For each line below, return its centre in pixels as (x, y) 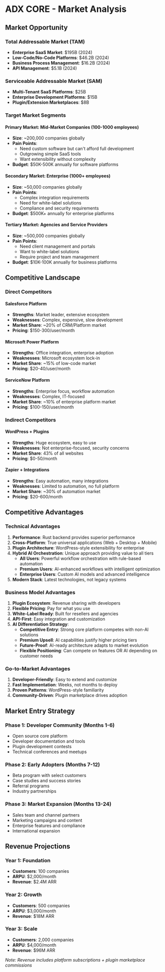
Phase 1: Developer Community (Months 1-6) (60, 725)
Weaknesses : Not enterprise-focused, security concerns (71, 448)
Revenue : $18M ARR (33, 916)
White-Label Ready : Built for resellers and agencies (65, 614)
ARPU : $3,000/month (34, 911)
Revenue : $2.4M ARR (34, 882)
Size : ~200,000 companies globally (48, 138)
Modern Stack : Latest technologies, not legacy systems (69, 579)
